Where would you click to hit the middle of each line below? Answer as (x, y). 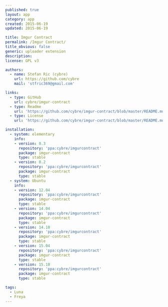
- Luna (16, 292)
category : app (20, 19)
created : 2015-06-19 (27, 24)
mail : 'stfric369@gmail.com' (44, 84)
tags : (11, 287)
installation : (20, 130)
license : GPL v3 (22, 60)
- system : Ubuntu (28, 180)
